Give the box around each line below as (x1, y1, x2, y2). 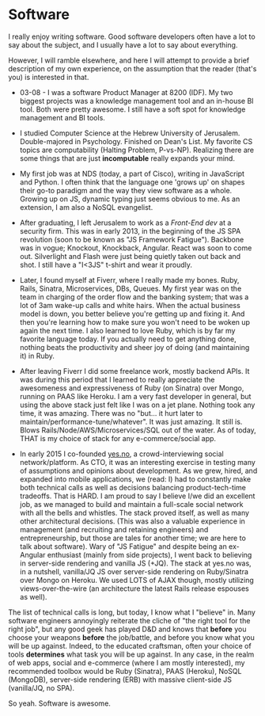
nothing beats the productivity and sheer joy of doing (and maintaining (19, 342, 250, 352)
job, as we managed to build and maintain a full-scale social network (19, 499, 244, 508)
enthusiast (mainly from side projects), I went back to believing (47, 550, 252, 559)
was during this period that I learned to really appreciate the (19, 375, 215, 384)
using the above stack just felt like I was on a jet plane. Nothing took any (19, 400, 256, 409)
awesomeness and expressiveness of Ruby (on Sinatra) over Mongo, (19, 383, 244, 393)
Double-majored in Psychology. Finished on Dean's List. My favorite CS (19, 136, 253, 146)
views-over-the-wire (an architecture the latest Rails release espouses (19, 584, 249, 593)
